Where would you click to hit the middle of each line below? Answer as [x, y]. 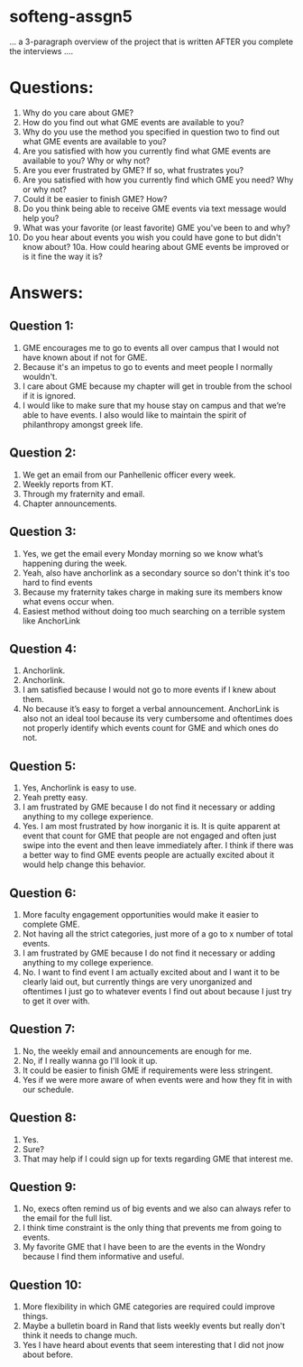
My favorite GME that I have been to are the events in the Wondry [144, 1247]
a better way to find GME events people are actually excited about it [148, 855]
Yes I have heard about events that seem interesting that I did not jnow [153, 1345]
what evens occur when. [68, 601]
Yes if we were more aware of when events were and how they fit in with [157, 1079]
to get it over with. [56, 1001]
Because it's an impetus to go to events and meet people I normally [147, 366]
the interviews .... [41, 51]
